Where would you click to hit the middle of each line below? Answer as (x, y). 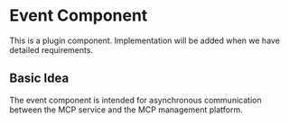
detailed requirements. (51, 49)
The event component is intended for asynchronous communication (135, 100)
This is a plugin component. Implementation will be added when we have (144, 40)
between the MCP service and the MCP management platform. (126, 110)
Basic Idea (39, 79)
